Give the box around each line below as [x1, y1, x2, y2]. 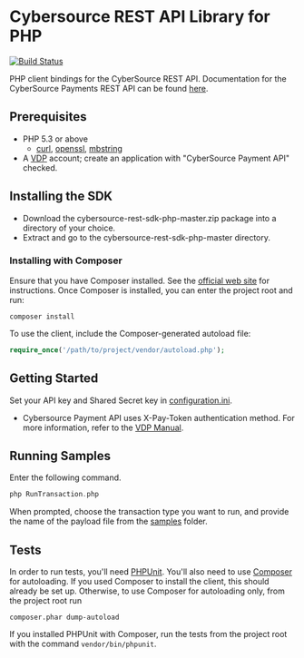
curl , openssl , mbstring [35, 142, 123, 153]
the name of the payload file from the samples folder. [9, 516, 209, 527]
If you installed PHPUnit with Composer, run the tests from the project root [9, 629, 288, 640]
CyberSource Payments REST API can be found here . [9, 83, 209, 93]
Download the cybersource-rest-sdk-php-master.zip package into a [22, 212, 277, 223]
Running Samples [9, 447, 112, 464]
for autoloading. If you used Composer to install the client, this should [9, 576, 270, 587]
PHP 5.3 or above [22, 133, 89, 144]
